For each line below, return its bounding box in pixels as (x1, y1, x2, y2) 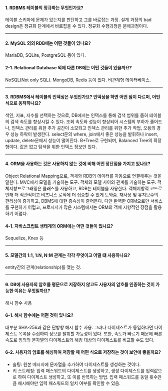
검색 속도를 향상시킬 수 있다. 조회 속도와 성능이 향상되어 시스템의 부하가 (10, 118, 149, 124)
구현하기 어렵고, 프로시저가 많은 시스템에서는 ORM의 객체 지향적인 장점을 (10, 204, 153, 210)
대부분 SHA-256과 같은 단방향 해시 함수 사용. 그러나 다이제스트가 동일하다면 (5, 324, 153, 330)
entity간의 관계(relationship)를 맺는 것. (5, 264, 81, 271)
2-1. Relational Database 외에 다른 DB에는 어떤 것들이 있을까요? (5, 65, 132, 70)
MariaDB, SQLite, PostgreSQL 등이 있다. (5, 52, 86, 58)
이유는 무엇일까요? (14, 288, 50, 294)
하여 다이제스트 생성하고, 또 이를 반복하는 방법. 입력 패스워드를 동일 (17, 374, 148, 380)
